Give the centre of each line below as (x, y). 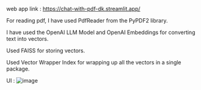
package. (18, 69)
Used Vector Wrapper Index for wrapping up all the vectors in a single (94, 62)
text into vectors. (27, 39)
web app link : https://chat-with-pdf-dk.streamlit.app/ (73, 9)
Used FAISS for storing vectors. (46, 50)
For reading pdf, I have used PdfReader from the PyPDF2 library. (87, 20)
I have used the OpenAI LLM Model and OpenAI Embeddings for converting (101, 32)
